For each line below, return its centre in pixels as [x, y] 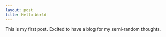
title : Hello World [26, 15]
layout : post [19, 10]
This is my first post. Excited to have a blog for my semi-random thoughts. [83, 29]
